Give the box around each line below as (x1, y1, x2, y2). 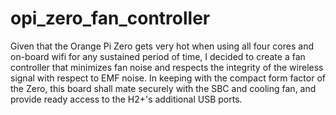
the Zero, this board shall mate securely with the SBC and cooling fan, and (10, 82, 317, 94)
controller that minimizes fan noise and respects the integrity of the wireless (10, 61, 324, 73)
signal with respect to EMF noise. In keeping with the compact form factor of (10, 72, 326, 84)
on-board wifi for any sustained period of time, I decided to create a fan (10, 50, 306, 62)
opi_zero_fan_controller (10, 7, 211, 30)
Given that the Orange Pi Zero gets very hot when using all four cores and (10, 40, 314, 52)
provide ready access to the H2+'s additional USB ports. (10, 93, 243, 105)
